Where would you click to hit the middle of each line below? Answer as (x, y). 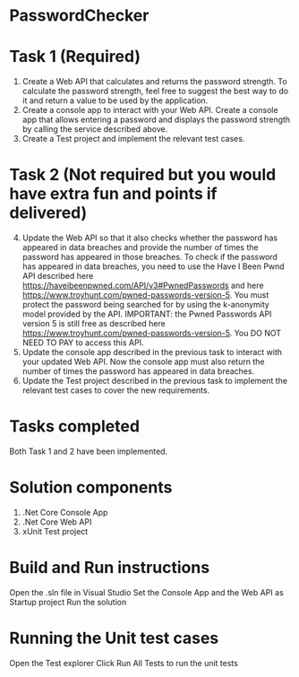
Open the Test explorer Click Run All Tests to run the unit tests (124, 663)
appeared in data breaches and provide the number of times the (140, 247)
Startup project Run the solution (68, 602)
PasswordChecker (79, 16)
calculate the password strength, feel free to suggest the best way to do (155, 91)
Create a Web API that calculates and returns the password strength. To (155, 82)
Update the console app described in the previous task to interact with (152, 352)
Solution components (91, 487)
